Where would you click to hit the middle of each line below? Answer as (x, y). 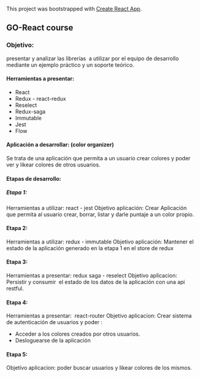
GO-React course (40, 28)
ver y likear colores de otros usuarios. (53, 165)
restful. (15, 288)
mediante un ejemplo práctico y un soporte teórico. (70, 65)
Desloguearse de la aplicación (53, 341)
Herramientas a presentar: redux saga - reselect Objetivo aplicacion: (92, 276)
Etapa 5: (17, 354)
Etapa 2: (17, 228)
